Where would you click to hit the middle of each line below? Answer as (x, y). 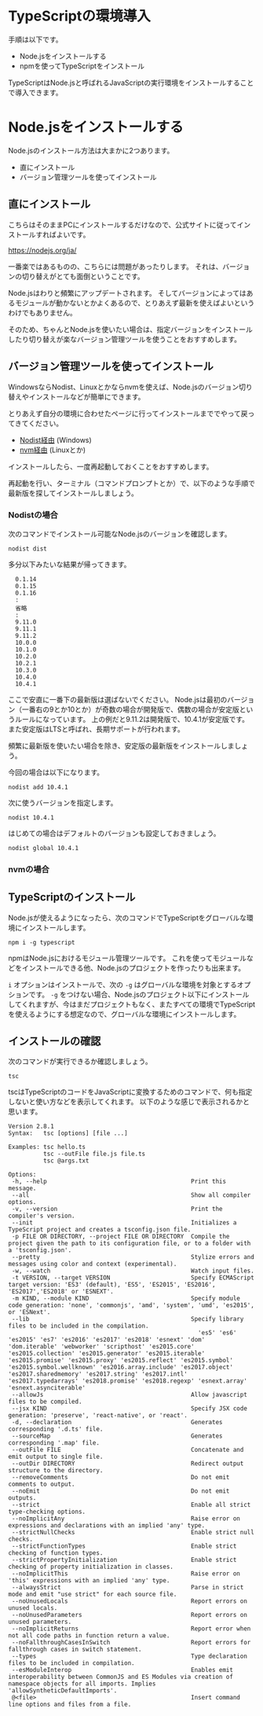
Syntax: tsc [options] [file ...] (68, 1133)
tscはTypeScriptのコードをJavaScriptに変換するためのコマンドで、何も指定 (130, 1092)
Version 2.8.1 (31, 1127)
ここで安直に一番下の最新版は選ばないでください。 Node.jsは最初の (118, 699)
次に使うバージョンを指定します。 (63, 802)
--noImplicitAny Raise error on (126, 1519)
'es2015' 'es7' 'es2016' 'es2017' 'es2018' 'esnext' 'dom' (107, 1340)
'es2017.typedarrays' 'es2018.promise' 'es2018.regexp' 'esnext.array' (128, 1381)
